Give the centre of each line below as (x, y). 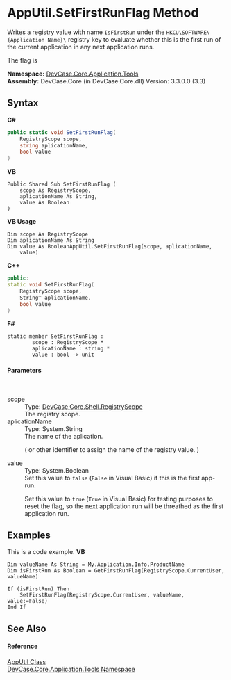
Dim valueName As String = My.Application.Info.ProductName (96, 565)
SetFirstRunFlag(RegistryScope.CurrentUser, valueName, (102, 595)
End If (17, 607)
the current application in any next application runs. (81, 47)
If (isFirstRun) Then (38, 589)
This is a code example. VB (46, 552)
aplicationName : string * (71, 349)
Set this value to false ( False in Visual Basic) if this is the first (112, 478)
